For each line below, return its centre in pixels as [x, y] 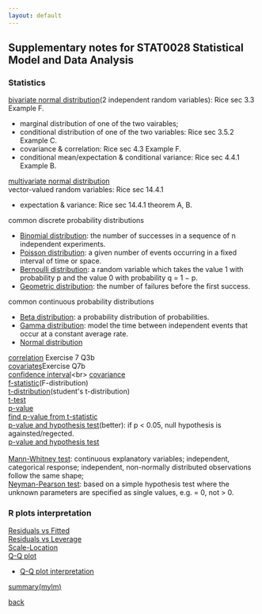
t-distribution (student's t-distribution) [69, 391]
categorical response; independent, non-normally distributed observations [130, 467]
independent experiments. [63, 244]
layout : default [35, 15]
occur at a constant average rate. [74, 334]
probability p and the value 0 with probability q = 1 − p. [108, 278]
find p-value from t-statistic [53, 416]
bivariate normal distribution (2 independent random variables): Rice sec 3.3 [131, 100]
